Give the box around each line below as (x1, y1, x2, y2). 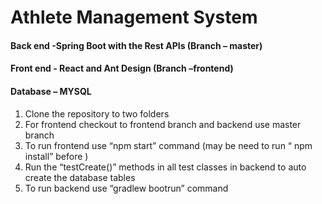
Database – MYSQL (10, 85, 92, 97)
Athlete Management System (10, 6, 258, 29)
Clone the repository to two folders (24, 107, 170, 120)
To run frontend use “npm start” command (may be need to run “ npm (24, 139, 313, 151)
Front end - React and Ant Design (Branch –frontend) (10, 62, 234, 75)
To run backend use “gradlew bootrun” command (24, 182, 229, 194)
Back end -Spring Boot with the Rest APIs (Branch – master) (10, 39, 263, 51)
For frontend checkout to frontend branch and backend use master (24, 118, 302, 130)
